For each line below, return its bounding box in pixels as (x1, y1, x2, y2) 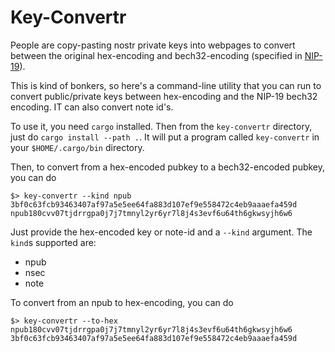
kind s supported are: (10, 236, 97, 248)
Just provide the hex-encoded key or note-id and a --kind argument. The (10, 226, 313, 238)
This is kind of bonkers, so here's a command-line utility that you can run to (10, 79, 322, 91)
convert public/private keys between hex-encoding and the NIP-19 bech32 (10, 90, 318, 102)
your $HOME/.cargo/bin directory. (10, 141, 145, 153)
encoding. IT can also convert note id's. (10, 101, 174, 113)
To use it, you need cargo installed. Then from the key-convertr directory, (10, 120, 313, 132)
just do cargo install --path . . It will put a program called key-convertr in (10, 131, 320, 143)
